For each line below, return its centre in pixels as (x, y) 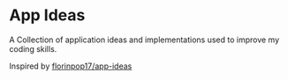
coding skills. (33, 48)
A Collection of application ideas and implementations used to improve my (144, 40)
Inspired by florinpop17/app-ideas (71, 66)
